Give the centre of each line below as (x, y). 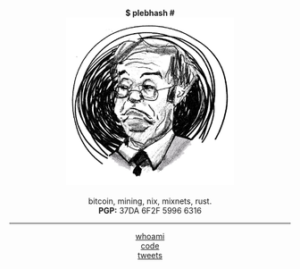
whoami (150, 236)
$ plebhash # (150, 13)
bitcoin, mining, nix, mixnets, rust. (150, 201)
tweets (150, 255)
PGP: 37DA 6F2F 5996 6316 (150, 210)
